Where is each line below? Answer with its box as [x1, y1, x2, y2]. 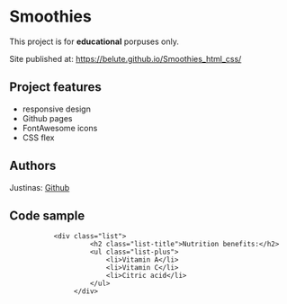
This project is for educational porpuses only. [9, 36, 180, 47]
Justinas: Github [9, 182, 70, 192]
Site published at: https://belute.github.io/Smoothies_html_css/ [9, 53, 242, 64]
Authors [9, 158, 57, 174]
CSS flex [22, 132, 55, 143]
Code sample [9, 208, 85, 223]
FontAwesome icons [22, 122, 98, 133]
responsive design [22, 103, 92, 114]
